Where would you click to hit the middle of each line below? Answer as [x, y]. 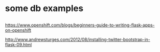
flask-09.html [19, 44]
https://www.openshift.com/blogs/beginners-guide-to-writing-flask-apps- [80, 25]
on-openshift [18, 30]
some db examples [44, 8]
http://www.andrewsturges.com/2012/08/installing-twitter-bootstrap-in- [78, 39]
